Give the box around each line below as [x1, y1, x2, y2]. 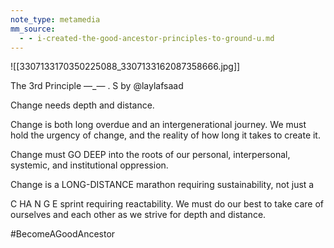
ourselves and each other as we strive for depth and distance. [10, 209, 267, 221]
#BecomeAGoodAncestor [10, 228, 116, 240]
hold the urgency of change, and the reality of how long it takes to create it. [10, 129, 321, 141]
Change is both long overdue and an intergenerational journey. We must [10, 119, 307, 131]
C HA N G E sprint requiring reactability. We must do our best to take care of [10, 198, 325, 210]
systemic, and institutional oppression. [10, 159, 169, 171]
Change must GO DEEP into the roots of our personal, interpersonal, [10, 149, 291, 161]
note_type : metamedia [10, 14, 101, 25]
